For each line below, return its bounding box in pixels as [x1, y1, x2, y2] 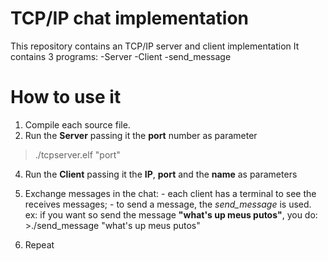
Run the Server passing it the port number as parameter [24, 129, 258, 141]
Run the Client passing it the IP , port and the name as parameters [24, 168, 298, 180]
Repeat [24, 238, 55, 251]
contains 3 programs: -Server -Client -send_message [10, 50, 232, 62]
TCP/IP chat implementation [10, 7, 250, 30]
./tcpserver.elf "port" [34, 148, 121, 161]
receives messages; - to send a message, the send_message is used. [24, 198, 312, 210]
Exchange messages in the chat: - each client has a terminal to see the [24, 187, 317, 199]
